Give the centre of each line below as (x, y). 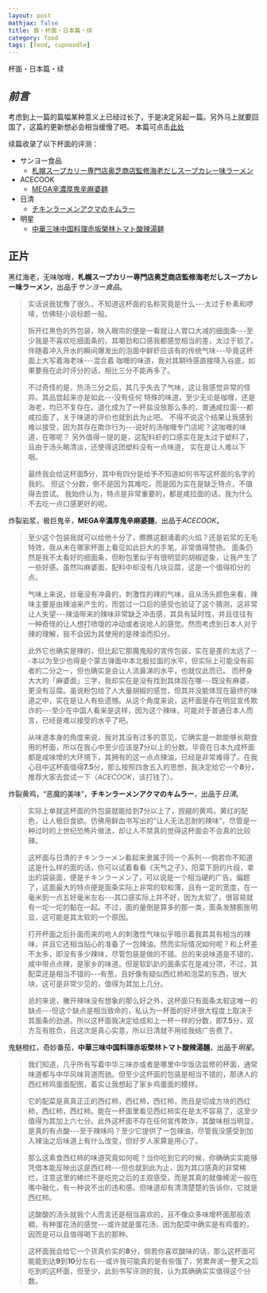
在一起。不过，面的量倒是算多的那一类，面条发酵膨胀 (164, 907)
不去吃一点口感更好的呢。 (70, 503)
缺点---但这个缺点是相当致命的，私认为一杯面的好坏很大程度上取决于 (141, 1010)
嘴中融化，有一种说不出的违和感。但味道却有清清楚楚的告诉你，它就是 (143, 1187)
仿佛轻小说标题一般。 (77, 313)
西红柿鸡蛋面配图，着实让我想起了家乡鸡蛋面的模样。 (115, 1084)
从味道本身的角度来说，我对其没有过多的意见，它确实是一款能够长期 (139, 737)
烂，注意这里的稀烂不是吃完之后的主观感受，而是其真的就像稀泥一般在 (143, 1177)
